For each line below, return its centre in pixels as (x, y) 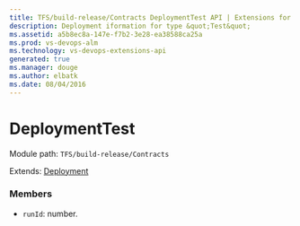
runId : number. (50, 213)
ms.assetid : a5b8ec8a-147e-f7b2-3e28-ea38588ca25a (106, 34)
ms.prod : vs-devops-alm (54, 43)
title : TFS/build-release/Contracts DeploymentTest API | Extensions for (150, 17)
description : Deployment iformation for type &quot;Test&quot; (130, 26)
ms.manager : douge (44, 68)
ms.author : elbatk (44, 76)
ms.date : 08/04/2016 (48, 84)
